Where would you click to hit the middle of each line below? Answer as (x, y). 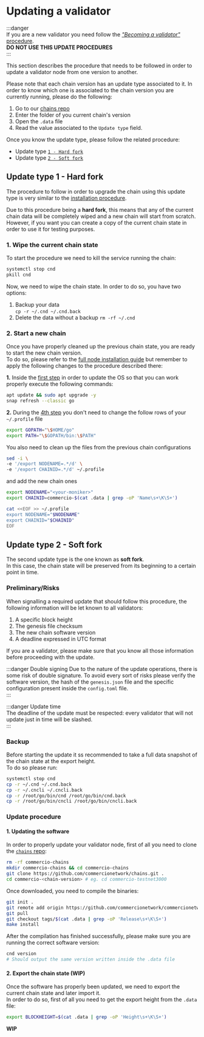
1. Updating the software (38, 831)
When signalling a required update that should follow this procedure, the (97, 601)
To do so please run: (32, 767)
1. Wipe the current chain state (52, 245)
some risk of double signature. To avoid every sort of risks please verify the (101, 675)
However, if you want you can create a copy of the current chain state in (97, 222)
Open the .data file (39, 121)
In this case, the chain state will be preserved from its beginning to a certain (101, 566)
